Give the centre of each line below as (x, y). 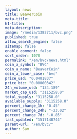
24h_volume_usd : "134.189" (32, 87)
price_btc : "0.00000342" (30, 83)
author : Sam (17, 129)
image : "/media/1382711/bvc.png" (39, 33)
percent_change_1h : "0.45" (32, 106)
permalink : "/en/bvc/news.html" (38, 60)
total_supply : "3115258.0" (32, 97)
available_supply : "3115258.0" (37, 102)
